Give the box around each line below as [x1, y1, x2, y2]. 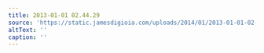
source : [8, 19, 34, 26]
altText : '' [8, 26, 47, 34]
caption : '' [8, 33, 47, 41]
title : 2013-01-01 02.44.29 [8, 11, 101, 19]
